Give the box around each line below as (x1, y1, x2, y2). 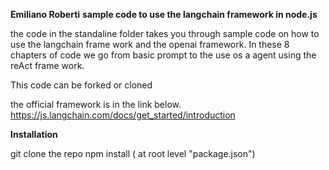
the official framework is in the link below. (10, 99, 182, 110)
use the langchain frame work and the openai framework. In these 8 (10, 39, 290, 50)
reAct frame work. (10, 60, 85, 71)
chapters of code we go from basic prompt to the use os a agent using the (10, 49, 317, 61)
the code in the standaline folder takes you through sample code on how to (10, 28, 320, 39)
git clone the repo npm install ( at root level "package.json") (10, 148, 256, 159)
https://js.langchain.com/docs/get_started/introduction (10, 109, 236, 121)
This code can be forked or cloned (10, 79, 153, 91)
